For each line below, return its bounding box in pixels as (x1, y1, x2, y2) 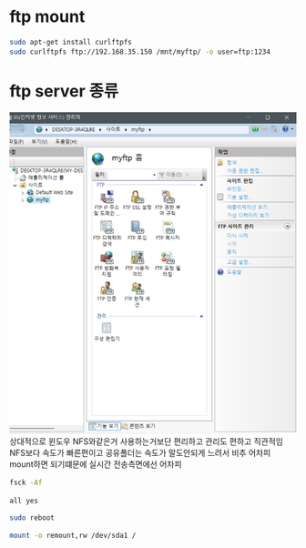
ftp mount (9, 6, 86, 27)
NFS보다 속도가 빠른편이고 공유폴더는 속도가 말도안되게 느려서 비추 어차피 (9, 448, 271, 459)
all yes (9, 496, 39, 506)
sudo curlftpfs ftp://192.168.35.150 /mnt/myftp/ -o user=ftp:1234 (9, 47, 271, 56)
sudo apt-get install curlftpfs (9, 37, 132, 46)
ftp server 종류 (9, 80, 119, 101)
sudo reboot (9, 513, 55, 523)
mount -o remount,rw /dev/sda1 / (9, 531, 137, 541)
